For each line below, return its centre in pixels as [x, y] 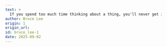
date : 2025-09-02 [23, 37]
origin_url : [17, 28]
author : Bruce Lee [24, 19]
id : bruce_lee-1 [22, 32]
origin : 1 [15, 23]
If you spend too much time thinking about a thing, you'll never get [84, 14]
